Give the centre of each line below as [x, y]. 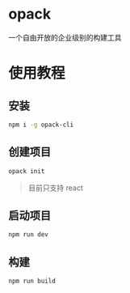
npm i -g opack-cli [41, 125]
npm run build [32, 281]
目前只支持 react [55, 188]
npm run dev [28, 235]
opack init [27, 171]
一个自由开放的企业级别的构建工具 [65, 37]
